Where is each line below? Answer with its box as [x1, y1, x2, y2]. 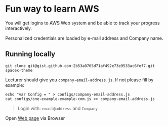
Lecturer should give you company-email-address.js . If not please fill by [5, 77, 154, 83]
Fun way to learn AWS [5, 3, 100, 15]
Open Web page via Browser [5, 115, 65, 121]
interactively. [5, 25, 32, 31]
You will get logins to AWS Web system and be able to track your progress [5, 20, 160, 26]
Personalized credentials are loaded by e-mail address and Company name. [5, 35, 163, 41]
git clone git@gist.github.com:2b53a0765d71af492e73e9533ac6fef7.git [5, 63, 155, 69]
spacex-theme [5, 68, 33, 73]
